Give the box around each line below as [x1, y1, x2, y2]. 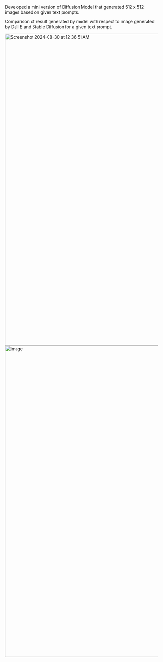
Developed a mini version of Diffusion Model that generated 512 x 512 [5, 4, 144, 10]
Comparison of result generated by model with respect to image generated [5, 19, 155, 24]
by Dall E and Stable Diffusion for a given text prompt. [5, 24, 113, 30]
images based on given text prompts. [5, 9, 80, 15]
